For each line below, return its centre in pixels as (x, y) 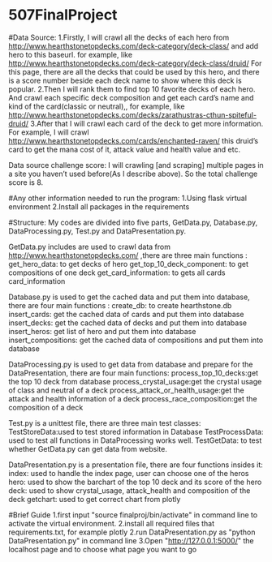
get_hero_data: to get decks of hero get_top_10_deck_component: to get (129, 264)
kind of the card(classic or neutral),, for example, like (97, 106)
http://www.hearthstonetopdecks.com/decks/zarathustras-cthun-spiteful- (133, 114)
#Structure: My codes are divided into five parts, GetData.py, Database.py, (133, 222)
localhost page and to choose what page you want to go (103, 549)
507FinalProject (63, 15)
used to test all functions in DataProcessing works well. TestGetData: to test (135, 440)
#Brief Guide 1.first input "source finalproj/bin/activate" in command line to (133, 515)
